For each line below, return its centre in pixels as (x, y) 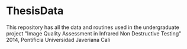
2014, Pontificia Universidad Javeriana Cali (58, 40)
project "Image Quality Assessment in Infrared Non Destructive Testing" (94, 33)
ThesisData (35, 11)
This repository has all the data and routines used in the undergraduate (93, 27)
